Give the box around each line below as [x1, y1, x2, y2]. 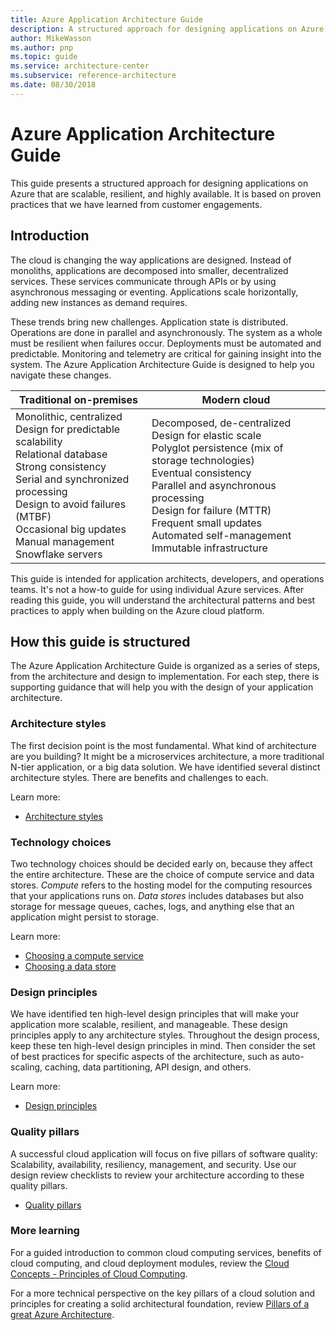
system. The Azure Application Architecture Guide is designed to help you [10, 358, 315, 370]
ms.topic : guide [10, 52, 78, 62]
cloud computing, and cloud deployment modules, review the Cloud [10, 1257, 290, 1269]
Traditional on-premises [19, 392, 138, 406]
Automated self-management [151, 528, 292, 542]
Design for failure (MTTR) [151, 503, 272, 517]
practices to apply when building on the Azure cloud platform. [10, 604, 265, 616]
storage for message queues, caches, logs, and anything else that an [10, 900, 295, 912]
